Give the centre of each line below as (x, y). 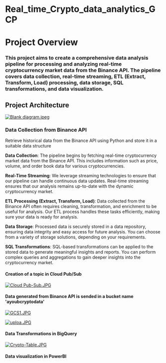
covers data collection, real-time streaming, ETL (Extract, (76, 76)
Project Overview (42, 42)
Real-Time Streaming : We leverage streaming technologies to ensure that (81, 176)
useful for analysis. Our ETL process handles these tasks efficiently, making (83, 212)
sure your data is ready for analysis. (42, 217)
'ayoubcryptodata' (25, 302)
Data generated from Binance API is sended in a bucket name (69, 296)
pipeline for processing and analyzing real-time (63, 64)
